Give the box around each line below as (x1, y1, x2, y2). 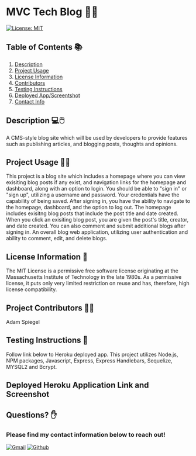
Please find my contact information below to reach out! (6, 430, 166, 438)
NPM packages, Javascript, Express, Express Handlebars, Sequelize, (6, 357, 173, 364)
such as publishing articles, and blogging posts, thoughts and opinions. (6, 140, 178, 147)
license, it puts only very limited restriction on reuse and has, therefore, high (6, 280, 190, 287)
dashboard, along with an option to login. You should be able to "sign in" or (6, 185, 187, 192)
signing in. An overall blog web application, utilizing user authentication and (6, 229, 188, 236)
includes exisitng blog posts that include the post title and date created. (6, 210, 178, 217)
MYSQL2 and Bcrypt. (6, 363, 57, 370)
